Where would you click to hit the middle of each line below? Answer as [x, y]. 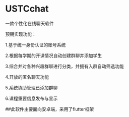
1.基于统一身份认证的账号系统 [36, 45]
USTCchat [27, 9]
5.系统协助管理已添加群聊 [31, 87]
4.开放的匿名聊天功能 [27, 77]
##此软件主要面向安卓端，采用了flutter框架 [50, 109]
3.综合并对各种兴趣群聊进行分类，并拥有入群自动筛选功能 [65, 66]
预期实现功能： [21, 34]
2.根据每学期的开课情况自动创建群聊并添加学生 [54, 55]
